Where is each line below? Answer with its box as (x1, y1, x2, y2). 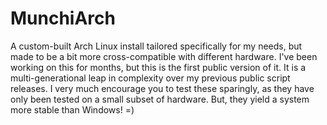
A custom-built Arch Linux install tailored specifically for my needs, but (10, 40, 303, 52)
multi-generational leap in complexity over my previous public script (10, 72, 291, 84)
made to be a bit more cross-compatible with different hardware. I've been (10, 50, 318, 62)
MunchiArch (10, 7, 116, 30)
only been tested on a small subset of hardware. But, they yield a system (10, 93, 310, 105)
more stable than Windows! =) (10, 103, 135, 116)
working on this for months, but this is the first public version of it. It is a (10, 61, 307, 73)
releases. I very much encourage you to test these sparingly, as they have (10, 82, 315, 94)
